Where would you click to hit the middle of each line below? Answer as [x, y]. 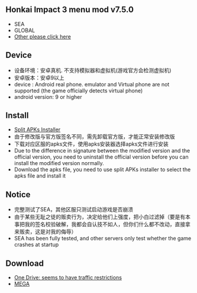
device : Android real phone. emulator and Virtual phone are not [92, 84]
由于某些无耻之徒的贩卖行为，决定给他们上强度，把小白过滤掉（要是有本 [102, 217]
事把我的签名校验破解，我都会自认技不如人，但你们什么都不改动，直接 [100, 224]
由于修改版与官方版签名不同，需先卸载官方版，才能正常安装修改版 [94, 137]
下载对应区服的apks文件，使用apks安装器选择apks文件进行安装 [91, 144]
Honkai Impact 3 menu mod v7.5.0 [70, 10]
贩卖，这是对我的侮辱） [48, 232]
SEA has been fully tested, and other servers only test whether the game [103, 239]
